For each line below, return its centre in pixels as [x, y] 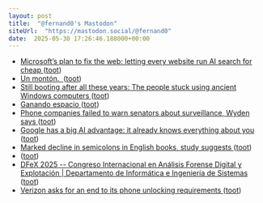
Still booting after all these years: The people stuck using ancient [128, 87]
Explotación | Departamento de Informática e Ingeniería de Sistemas [134, 173]
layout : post [30, 16]
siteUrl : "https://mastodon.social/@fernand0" [90, 31]
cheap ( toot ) [41, 70]
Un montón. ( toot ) [51, 78]
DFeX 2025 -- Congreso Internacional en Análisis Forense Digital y [131, 165]
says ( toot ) [38, 121]
